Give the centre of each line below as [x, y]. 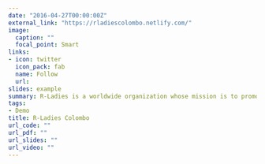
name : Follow [37, 74]
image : [19, 30]
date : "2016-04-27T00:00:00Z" [58, 15]
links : [19, 52]
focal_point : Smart [47, 45]
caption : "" [35, 37]
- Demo [19, 111]
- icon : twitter [35, 60]
